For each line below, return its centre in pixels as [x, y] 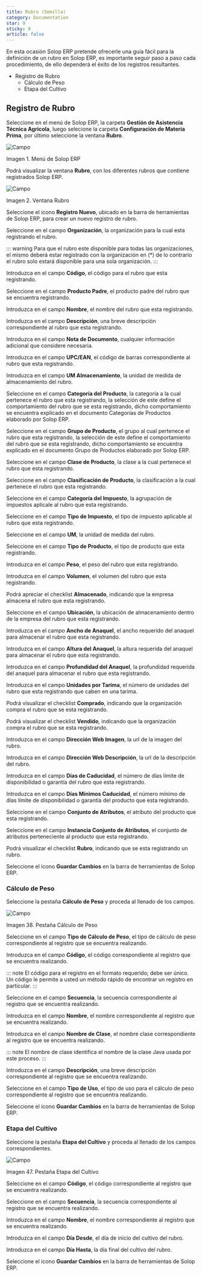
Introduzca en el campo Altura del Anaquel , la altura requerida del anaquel [99, 648]
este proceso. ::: [27, 1058]
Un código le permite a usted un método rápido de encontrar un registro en [100, 980]
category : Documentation [37, 18]
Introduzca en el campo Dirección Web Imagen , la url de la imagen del [94, 739]
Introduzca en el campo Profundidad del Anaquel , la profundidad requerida [100, 666]
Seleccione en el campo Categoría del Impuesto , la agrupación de [89, 498]
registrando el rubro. [32, 236]
